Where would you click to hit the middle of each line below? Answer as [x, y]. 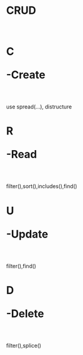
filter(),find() [21, 266]
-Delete [25, 313]
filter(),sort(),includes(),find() [42, 186]
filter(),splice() [24, 345]
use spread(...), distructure [39, 107]
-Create [26, 75]
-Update [27, 234]
